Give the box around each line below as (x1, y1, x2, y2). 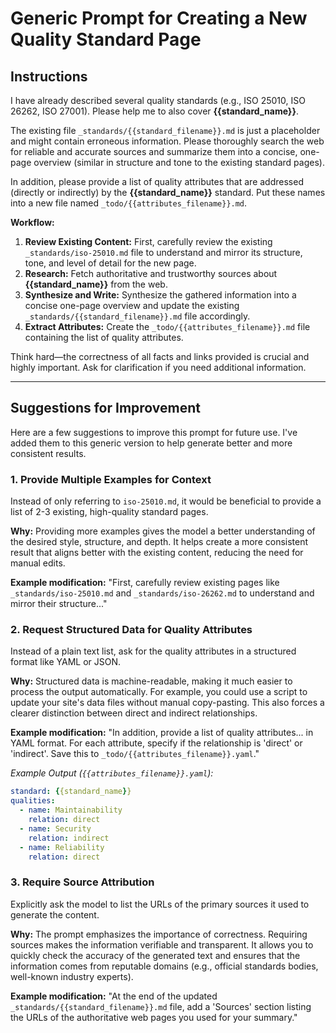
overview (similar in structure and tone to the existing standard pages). (33, 157, 325, 168)
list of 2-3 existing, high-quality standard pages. (10, 506, 209, 518)
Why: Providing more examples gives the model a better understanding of (10, 525, 316, 537)
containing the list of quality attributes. (24, 332, 184, 343)
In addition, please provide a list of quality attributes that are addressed (10, 176, 304, 187)
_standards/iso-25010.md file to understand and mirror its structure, (24, 247, 303, 258)
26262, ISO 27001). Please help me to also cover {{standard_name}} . (10, 105, 300, 117)
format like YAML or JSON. (10, 656, 122, 668)
